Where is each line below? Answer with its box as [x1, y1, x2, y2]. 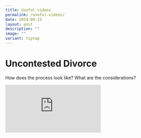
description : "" [5, 26, 40, 32]
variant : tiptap [5, 36, 40, 41]
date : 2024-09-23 [5, 17, 42, 22]
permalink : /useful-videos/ [5, 12, 65, 17]
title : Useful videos [5, 7, 51, 13]
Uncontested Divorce [5, 58, 97, 69]
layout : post [5, 21, 33, 27]
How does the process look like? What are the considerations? [5, 74, 136, 80]
